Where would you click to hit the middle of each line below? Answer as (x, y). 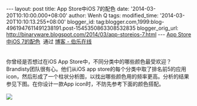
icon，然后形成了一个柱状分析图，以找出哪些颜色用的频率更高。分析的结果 (98, 77)
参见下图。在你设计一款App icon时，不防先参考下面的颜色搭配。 (85, 84)
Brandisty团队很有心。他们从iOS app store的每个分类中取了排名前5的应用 (96, 69)
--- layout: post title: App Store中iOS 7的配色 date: (68, 9)
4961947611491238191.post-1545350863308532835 (71, 28)
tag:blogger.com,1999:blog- (130, 22)
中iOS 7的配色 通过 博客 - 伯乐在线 (49, 41)
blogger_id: (81, 22)
